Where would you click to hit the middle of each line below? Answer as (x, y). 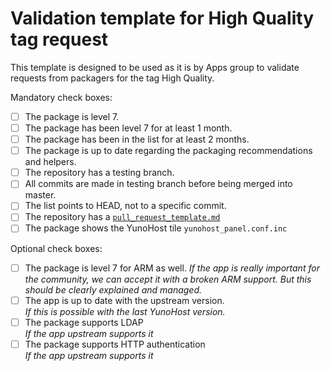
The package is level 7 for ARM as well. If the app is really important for (172, 268)
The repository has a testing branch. (99, 173)
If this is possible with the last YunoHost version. (125, 311)
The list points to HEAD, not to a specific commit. (125, 206)
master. (40, 195)
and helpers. (50, 162)
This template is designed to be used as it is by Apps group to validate (155, 67)
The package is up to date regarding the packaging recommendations (168, 151)
